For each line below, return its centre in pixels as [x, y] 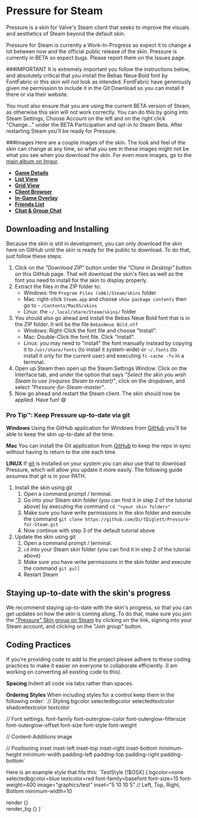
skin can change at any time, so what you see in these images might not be [98, 149]
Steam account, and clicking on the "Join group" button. [74, 626]
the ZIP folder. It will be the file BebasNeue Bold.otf [76, 324]
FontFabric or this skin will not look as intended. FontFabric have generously [99, 82]
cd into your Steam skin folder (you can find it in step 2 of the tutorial [107, 550]
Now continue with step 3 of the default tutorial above [89, 531]
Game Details [32, 172]
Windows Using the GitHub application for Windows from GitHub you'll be [97, 428]
